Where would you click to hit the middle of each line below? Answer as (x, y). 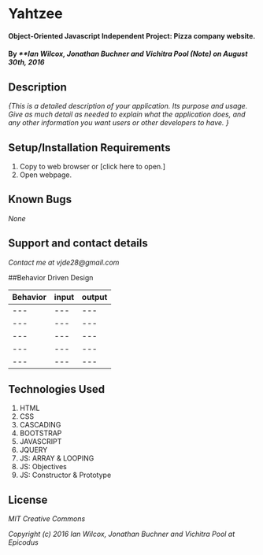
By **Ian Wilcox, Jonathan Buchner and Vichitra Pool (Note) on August (128, 54)
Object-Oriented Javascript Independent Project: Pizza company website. (132, 35)
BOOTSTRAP (41, 433)
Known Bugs (40, 200)
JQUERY (33, 450)
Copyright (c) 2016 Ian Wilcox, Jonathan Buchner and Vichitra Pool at (122, 534)
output (94, 297)
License (28, 499)
